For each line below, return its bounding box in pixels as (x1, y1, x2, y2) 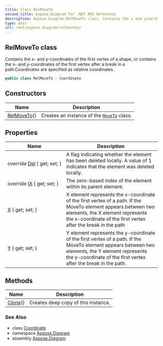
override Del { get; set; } (7, 160, 62, 167)
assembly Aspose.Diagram (12, 335, 66, 341)
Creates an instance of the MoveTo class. (41, 112, 132, 119)
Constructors (5, 90, 47, 98)
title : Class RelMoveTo (5, 7, 53, 12)
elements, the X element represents (66, 210, 147, 217)
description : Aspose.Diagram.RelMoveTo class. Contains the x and (5, 16, 142, 21)
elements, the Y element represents (66, 248, 147, 255)
